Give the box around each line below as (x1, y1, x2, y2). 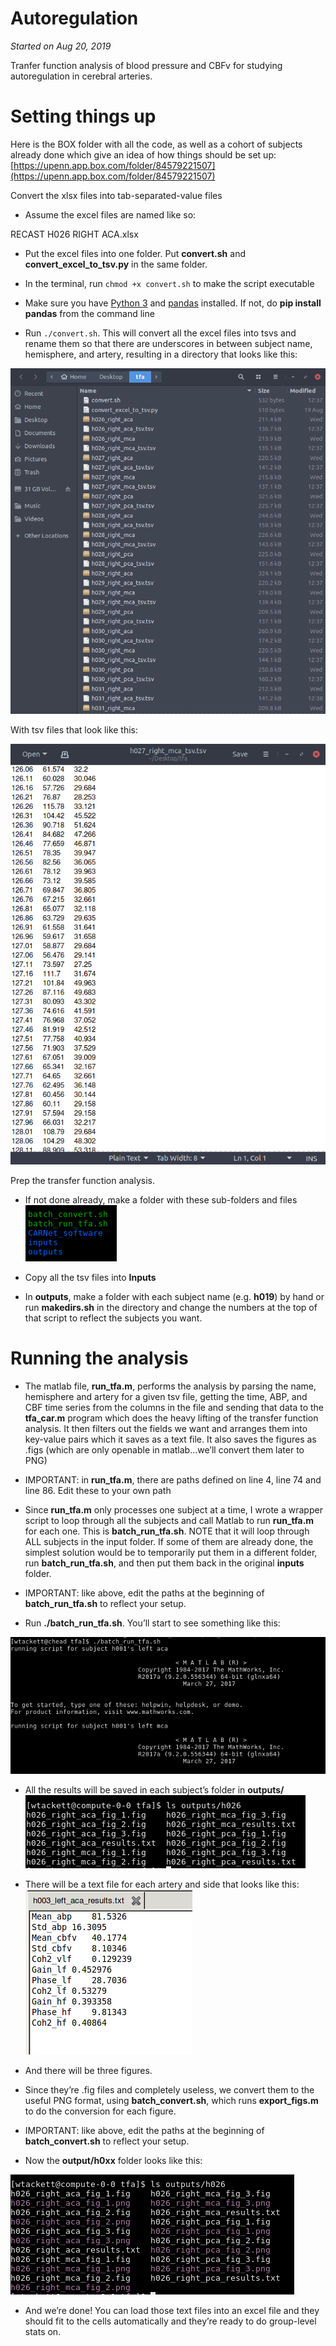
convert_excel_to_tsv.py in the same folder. (24, 258, 208, 270)
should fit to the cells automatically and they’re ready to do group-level (24, 2315, 317, 2327)
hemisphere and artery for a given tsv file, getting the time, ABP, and (24, 1390, 308, 1402)
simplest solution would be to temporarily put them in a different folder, (24, 1546, 318, 1558)
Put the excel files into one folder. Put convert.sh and (24, 247, 246, 259)
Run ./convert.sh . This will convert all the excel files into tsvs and (24, 327, 297, 339)
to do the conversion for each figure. (24, 2105, 177, 2117)
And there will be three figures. (24, 2064, 153, 2076)
